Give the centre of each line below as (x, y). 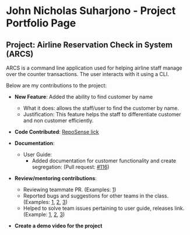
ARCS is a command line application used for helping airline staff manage (94, 68)
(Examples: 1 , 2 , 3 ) (45, 202)
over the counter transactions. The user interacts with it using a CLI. (87, 74)
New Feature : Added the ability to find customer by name (84, 97)
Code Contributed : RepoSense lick (57, 132)
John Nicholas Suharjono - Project (91, 11)
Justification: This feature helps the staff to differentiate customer (102, 114)
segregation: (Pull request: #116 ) (71, 167)
